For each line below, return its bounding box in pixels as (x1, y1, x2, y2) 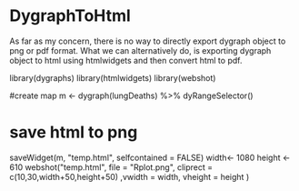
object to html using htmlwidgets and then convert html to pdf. (9, 55, 243, 65)
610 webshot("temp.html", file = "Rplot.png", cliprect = (9, 161, 214, 173)
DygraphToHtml (9, 5, 132, 26)
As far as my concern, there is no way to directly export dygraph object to (9, 35, 286, 46)
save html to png (9, 122, 138, 143)
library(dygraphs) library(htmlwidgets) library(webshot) (9, 72, 216, 83)
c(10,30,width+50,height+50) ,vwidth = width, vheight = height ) (9, 171, 250, 182)
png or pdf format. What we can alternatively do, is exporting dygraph (9, 45, 272, 55)
